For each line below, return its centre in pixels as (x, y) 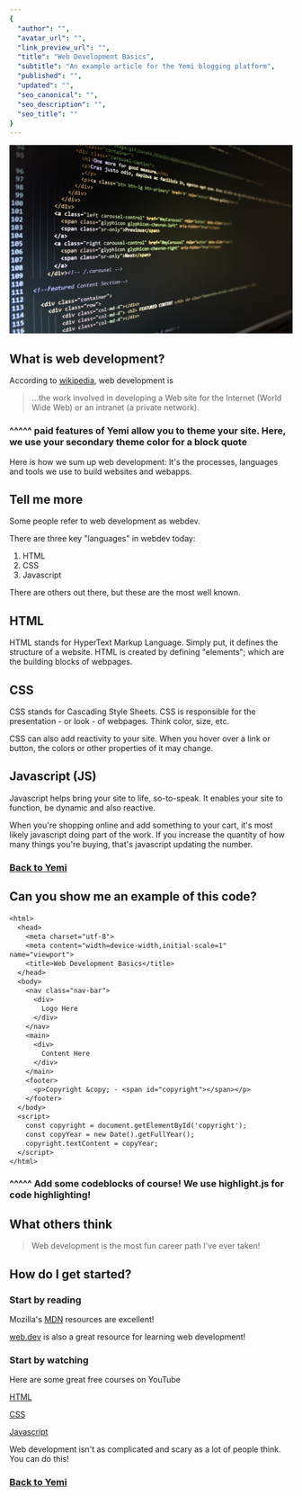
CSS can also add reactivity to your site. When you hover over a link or (140, 739)
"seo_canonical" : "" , (58, 94)
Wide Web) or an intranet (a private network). (115, 408)
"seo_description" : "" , (62, 104)
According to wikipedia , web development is (91, 381)
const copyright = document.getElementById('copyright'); (136, 1125)
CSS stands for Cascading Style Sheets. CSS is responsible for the (133, 712)
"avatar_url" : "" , (52, 38)
